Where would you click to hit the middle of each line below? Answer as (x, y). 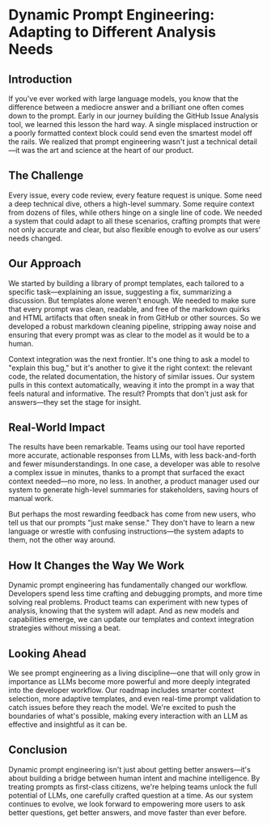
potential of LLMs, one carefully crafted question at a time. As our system (131, 795)
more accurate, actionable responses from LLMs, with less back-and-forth (133, 456)
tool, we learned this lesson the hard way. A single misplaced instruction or (133, 124)
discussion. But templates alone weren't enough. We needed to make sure (132, 300)
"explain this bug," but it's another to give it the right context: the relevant (131, 368)
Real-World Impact (57, 428)
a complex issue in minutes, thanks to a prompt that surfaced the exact (127, 473)
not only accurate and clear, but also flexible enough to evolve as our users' (135, 229)
